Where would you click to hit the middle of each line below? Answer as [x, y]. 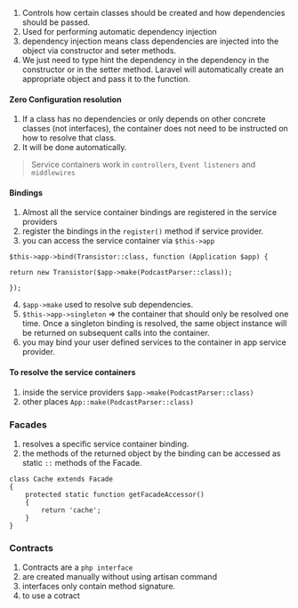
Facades [28, 424]
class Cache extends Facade [61, 479]
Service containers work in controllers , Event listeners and [143, 164]
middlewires [53, 173]
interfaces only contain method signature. [99, 587]
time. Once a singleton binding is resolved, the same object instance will [154, 324]
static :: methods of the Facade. [82, 462]
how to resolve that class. [69, 138]
